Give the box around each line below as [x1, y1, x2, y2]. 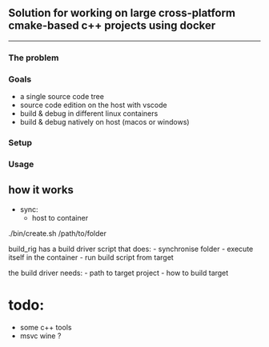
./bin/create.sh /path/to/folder [8, 228, 106, 238]
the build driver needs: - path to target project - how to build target [8, 268, 229, 277]
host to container [31, 213, 89, 222]
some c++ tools [19, 322, 72, 332]
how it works [8, 183, 74, 197]
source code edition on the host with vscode [19, 100, 167, 110]
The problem [8, 52, 59, 63]
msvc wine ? [19, 331, 62, 341]
